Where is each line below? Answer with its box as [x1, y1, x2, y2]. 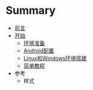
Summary [5, 4, 56, 18]
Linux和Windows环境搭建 [23, 54, 87, 62]
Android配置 [23, 47, 54, 54]
